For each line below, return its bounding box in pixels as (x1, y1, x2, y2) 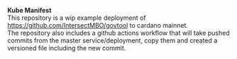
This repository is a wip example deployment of (7, 14, 147, 22)
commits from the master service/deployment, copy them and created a (7, 36, 218, 45)
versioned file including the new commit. (7, 44, 126, 52)
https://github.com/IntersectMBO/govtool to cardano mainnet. (7, 21, 189, 29)
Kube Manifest (7, 6, 52, 14)
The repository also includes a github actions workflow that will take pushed (7, 28, 231, 37)
